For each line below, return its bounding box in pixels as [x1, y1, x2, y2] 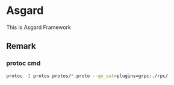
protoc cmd [6, 59, 41, 68]
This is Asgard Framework [6, 24, 71, 31]
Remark [6, 41, 36, 51]
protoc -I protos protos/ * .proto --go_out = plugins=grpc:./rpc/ [6, 73, 169, 79]
